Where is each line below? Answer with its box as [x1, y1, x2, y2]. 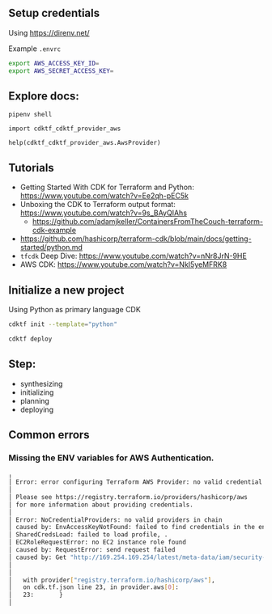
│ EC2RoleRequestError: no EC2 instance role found [8, 538, 186, 547]
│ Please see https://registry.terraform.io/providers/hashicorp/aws [8, 493, 249, 501]
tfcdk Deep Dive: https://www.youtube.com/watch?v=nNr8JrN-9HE [19, 251, 247, 261]
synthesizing [19, 379, 63, 388]
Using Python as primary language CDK [8, 305, 142, 314]
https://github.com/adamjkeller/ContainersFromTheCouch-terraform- [32, 217, 263, 227]
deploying [19, 404, 54, 414]
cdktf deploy [8, 335, 53, 343]
